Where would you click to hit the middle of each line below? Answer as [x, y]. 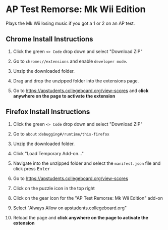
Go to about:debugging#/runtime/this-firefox [61, 134]
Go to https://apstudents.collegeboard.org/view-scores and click [81, 90]
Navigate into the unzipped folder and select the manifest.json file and [87, 163]
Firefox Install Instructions [48, 112]
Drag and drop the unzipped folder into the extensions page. [76, 81]
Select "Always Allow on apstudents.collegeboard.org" [70, 208]
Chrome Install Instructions [49, 39]
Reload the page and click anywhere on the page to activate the [80, 217]
